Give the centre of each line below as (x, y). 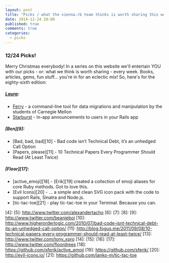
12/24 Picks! (21, 55)
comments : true (21, 29)
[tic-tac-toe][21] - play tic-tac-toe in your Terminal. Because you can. (84, 203)
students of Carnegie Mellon (42, 112)
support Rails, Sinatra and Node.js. (48, 198)
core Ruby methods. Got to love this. (50, 187)
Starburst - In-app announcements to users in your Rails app (75, 117)
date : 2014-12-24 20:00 (30, 19)
